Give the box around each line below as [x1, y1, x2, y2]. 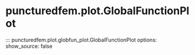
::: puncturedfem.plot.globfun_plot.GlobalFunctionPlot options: [5, 36, 157, 43]
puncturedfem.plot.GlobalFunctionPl [5, 4, 190, 18]
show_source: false [5, 43, 53, 50]
